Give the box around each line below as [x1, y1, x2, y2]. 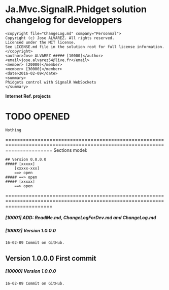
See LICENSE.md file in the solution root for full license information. [5, 44, 165, 49]
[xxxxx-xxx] [14, 165, 40, 171]
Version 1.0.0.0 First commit [5, 254, 96, 263]
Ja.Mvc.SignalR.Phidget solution [5, 4, 147, 15]
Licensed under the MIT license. [5, 39, 76, 45]
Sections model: [53, 147, 88, 153]
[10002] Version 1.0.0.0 [5, 227, 56, 233]
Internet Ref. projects [5, 93, 51, 99]
